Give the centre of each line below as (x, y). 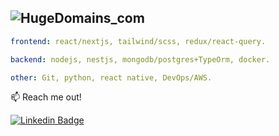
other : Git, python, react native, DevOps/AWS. (111, 77)
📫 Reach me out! (46, 97)
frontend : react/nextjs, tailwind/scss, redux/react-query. (138, 41)
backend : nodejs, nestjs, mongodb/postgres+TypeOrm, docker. (140, 59)
